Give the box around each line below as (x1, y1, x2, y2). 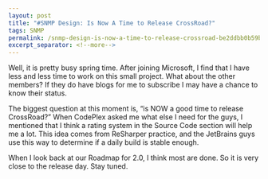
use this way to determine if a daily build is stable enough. (8, 138, 199, 147)
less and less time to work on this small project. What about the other (8, 72, 236, 81)
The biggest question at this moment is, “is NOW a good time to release (8, 104, 244, 114)
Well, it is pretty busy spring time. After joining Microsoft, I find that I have (8, 63, 250, 72)
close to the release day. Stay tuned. (8, 161, 128, 171)
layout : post (8, 11, 52, 20)
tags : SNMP (8, 26, 45, 34)
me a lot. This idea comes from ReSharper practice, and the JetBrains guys (8, 129, 255, 139)
